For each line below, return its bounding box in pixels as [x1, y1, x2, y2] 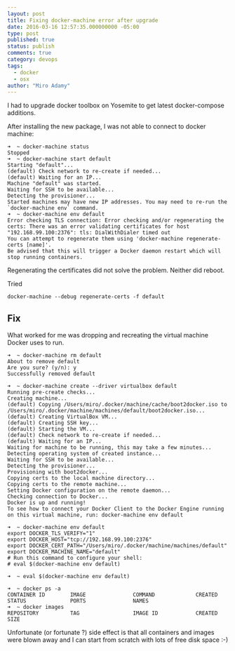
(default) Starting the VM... [7, 426, 96, 433]
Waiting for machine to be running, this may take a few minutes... [7, 444, 212, 451]
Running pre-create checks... [7, 389, 96, 396]
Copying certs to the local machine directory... [7, 475, 156, 482]
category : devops [7, 56, 58, 63]
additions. [7, 109, 36, 117]
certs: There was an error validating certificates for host [7, 223, 190, 230]
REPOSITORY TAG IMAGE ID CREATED [7, 610, 218, 617]
